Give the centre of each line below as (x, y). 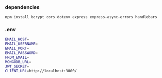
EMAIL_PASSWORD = (21, 53)
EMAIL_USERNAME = (21, 44)
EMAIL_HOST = (17, 39)
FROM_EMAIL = (17, 57)
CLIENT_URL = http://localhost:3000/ (41, 71)
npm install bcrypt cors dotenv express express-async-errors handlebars (81, 17)
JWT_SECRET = (17, 66)
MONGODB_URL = (18, 62)
